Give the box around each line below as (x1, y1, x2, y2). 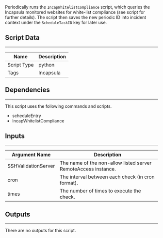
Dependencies (5, 86, 50, 94)
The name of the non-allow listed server (60, 160, 152, 167)
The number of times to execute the (60, 187, 141, 194)
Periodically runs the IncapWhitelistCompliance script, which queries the (5, 4, 150, 10)
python (38, 61, 55, 68)
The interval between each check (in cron (60, 173, 155, 180)
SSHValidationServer (7, 163, 55, 170)
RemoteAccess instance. (60, 166, 116, 172)
